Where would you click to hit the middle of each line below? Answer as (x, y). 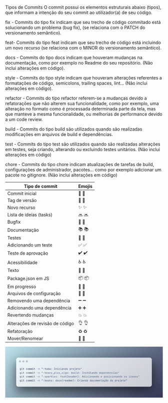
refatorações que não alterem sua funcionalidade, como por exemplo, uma (82, 103)
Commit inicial (22, 193)
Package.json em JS (28, 278)
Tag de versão (22, 200)
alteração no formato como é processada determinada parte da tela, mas (80, 109)
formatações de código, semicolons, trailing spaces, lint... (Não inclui (76, 83)
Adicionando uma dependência (39, 308)
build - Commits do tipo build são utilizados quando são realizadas (74, 129)
